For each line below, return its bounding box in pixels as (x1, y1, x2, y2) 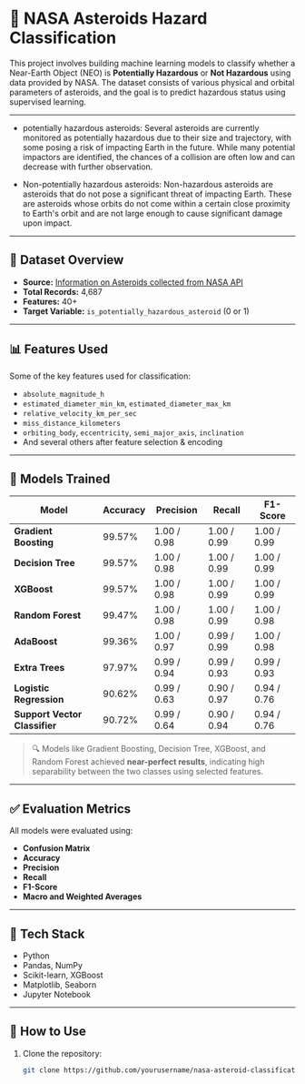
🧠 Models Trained (9, 471, 111, 486)
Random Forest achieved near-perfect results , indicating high (31, 756, 265, 767)
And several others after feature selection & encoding (22, 436, 223, 447)
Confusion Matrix (22, 843, 91, 854)
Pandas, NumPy (22, 960, 84, 970)
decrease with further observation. (22, 161, 153, 172)
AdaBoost (14, 635, 57, 648)
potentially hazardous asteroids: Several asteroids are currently (22, 122, 260, 133)
